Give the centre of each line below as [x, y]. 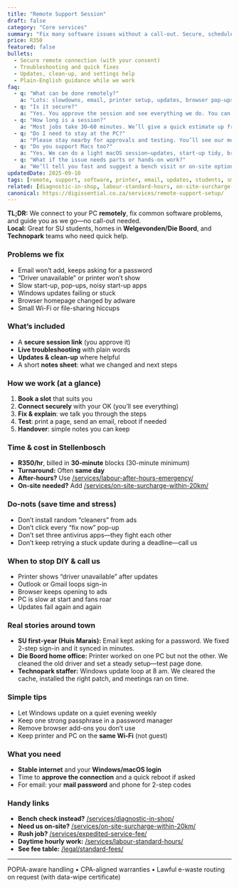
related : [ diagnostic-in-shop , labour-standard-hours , [90, 186]
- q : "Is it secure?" [46, 107]
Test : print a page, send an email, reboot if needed [92, 422]
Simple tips [27, 698]
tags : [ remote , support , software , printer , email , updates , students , [116, 180]
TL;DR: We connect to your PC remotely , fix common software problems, [115, 213]
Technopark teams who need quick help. [68, 236]
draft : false [27, 21]
